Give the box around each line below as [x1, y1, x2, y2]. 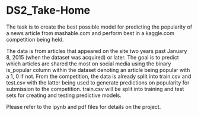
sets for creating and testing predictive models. [6, 92, 122, 99]
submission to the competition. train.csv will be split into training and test [6, 85, 184, 92]
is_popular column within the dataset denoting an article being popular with [6, 66, 190, 73]
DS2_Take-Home [6, 4, 91, 17]
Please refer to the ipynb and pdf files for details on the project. [6, 103, 161, 110]
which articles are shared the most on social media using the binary [6, 60, 171, 67]
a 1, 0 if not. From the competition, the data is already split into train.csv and [6, 73, 191, 80]
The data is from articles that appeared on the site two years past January [6, 47, 187, 54]
